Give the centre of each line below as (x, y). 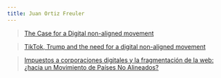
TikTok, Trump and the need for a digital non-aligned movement (115, 46)
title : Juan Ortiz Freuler (46, 13)
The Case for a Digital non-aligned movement (89, 33)
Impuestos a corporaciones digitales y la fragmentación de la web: (119, 60)
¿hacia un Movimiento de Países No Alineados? (91, 67)
